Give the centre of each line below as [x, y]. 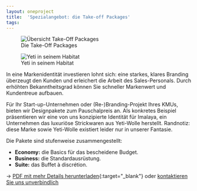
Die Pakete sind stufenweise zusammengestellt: [64, 141]
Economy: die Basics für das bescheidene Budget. [76, 152]
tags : [13, 22]
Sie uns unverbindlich [32, 182]
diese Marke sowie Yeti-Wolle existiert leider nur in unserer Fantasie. [89, 129]
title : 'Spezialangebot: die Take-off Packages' [68, 17]
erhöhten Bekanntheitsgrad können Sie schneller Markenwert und [86, 87]
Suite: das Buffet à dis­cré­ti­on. [51, 165]
